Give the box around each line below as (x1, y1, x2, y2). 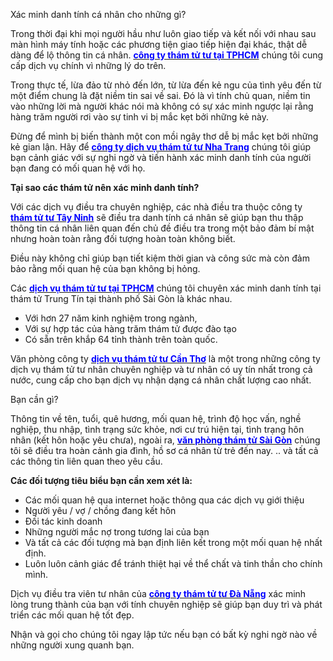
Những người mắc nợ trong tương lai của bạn (24, 526, 210, 538)
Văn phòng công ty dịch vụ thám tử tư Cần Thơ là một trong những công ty (10, 353, 321, 364)
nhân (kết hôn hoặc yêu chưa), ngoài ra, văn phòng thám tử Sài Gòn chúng (10, 434, 321, 446)
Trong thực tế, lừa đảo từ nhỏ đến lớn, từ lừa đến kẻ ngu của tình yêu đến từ (10, 79, 322, 91)
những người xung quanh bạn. (10, 639, 135, 651)
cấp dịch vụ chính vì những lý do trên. (10, 60, 167, 71)
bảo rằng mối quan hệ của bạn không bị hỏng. (10, 263, 201, 274)
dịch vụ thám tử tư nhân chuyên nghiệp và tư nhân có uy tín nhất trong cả (10, 364, 313, 375)
